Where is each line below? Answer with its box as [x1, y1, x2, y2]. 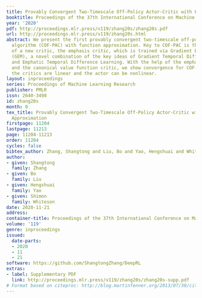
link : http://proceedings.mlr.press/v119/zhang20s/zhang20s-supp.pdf [11, 277, 189, 283]
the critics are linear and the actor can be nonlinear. [11, 70, 158, 76]
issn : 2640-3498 [6, 93, 47, 99]
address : [6, 210, 28, 216]
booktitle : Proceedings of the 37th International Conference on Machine [6, 14, 195, 20]
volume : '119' [6, 221, 42, 227]
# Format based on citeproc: [6, 282, 79, 288]
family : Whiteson [11, 199, 55, 205]
